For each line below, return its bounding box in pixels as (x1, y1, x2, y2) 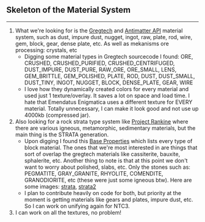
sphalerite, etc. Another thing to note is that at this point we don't (24, 157, 188, 164)
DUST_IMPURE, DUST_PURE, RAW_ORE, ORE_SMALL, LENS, (24, 65, 177, 73)
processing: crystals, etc (15, 46, 77, 54)
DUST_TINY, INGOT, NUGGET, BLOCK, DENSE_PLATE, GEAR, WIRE (24, 79, 193, 86)
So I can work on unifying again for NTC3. (24, 202, 130, 210)
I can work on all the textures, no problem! (15, 209, 122, 216)
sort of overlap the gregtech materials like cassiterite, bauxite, (24, 150, 181, 158)
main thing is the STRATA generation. (15, 131, 109, 138)
